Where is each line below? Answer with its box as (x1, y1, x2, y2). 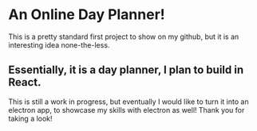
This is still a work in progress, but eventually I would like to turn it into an (8, 97, 249, 106)
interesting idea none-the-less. (8, 40, 110, 49)
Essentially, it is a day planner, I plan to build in (8, 64, 244, 77)
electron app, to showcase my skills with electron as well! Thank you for (8, 105, 245, 114)
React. (8, 75, 42, 89)
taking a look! (8, 114, 53, 123)
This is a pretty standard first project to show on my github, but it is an (8, 32, 239, 41)
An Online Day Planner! (8, 6, 165, 24)
